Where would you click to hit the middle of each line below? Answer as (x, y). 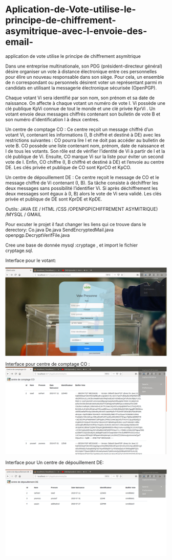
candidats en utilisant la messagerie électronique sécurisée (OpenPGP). (81, 87)
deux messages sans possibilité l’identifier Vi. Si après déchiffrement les (82, 188)
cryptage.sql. (19, 250)
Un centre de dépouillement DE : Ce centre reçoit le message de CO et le (82, 177)
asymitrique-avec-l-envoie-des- (76, 31)
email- (19, 42)
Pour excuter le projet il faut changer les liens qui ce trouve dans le (76, 224)
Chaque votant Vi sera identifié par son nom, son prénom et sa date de (80, 98)
